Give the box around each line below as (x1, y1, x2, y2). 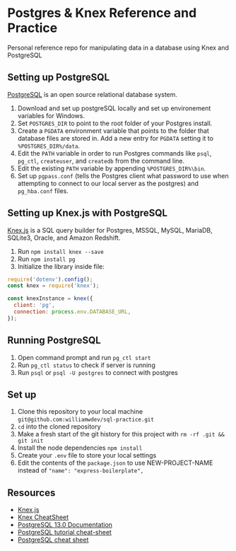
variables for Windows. (17, 111, 85, 120)
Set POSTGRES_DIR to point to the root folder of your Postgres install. (17, 119, 213, 127)
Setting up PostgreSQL (7, 71, 110, 83)
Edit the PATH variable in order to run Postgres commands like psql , (17, 149, 212, 157)
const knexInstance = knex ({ (7, 295, 93, 302)
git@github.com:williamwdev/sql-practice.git (17, 416, 154, 424)
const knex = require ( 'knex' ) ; (7, 282, 100, 289)
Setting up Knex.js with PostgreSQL (7, 207, 168, 219)
